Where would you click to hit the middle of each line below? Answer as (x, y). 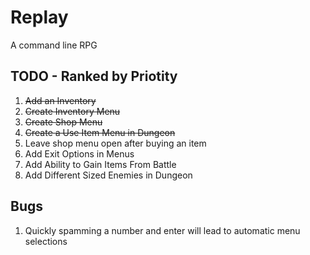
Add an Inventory (60, 100)
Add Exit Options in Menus (79, 153)
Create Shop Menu (63, 122)
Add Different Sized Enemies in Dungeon (108, 175)
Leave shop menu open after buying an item (115, 143)
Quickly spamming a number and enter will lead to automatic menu (162, 230)
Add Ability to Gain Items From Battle (100, 164)
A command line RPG (54, 45)
